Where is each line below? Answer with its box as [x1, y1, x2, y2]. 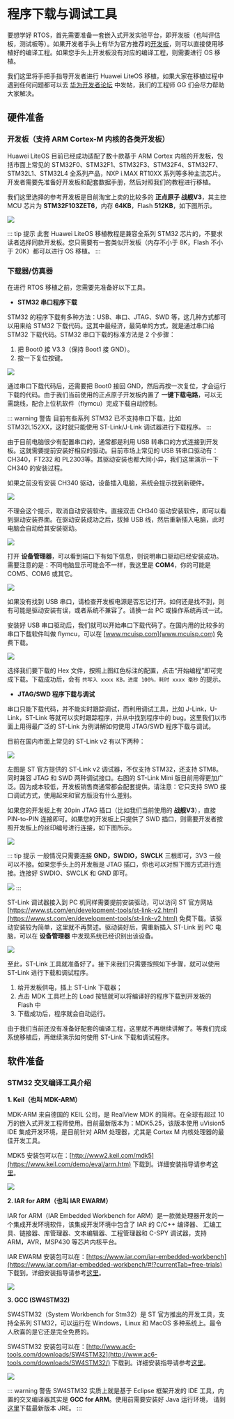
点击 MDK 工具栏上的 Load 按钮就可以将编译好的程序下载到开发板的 [17, 992, 212, 1000]
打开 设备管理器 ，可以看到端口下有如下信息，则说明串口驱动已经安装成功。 [7, 552, 223, 560]
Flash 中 [17, 1000, 41, 1009]
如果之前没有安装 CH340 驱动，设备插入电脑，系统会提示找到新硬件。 [7, 478, 209, 487]
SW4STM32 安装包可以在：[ [7, 1342, 89, 1351]
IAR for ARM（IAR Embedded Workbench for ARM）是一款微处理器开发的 [7, 1211, 218, 1219]
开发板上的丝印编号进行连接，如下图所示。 [13, 823, 136, 832]
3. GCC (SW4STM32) [7, 1295, 70, 1304]
